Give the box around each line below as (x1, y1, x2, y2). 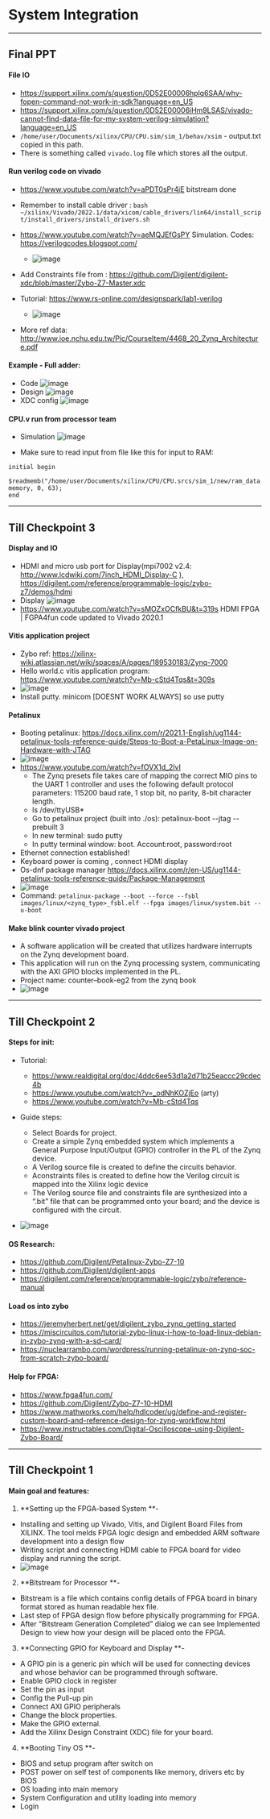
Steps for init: (8, 1037, 55, 1047)
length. (31, 796, 55, 807)
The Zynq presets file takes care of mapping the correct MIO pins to (31, 771, 258, 781)
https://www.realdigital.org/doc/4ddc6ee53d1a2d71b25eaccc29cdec (31, 1070, 261, 1081)
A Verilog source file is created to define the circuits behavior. (31, 1162, 237, 1172)
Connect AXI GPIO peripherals (19, 1702, 121, 1712)
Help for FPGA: (8, 1372, 59, 1381)
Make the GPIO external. (19, 1719, 101, 1729)
